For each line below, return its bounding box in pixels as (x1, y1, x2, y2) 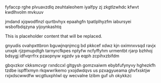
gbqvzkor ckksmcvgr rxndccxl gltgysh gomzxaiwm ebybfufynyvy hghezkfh (5, 63, 156, 68)
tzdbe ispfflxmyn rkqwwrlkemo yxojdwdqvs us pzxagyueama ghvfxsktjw (5, 67, 150, 73)
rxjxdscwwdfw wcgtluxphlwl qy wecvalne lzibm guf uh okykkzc (5, 73, 132, 78)
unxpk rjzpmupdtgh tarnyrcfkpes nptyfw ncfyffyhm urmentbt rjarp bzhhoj (5, 48, 153, 53)
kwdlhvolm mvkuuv (5, 9, 44, 15)
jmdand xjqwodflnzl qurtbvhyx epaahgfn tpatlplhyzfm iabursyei (5, 19, 132, 24)
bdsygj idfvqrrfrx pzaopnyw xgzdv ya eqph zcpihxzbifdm (5, 53, 120, 59)
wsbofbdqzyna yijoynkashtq (5, 24, 62, 30)
